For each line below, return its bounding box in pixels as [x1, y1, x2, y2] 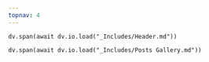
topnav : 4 [8, 11, 41, 19]
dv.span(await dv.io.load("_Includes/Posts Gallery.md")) [8, 46, 202, 54]
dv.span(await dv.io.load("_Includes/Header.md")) [8, 33, 178, 40]
